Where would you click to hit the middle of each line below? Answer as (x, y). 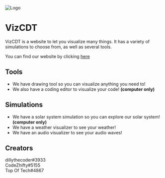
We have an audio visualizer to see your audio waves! (67, 132)
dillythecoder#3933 (25, 160)
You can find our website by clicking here (48, 56)
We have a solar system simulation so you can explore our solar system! (86, 117)
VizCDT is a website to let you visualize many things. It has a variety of (78, 41)
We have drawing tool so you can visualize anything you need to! (79, 84)
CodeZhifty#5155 (23, 165)
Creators (19, 148)
